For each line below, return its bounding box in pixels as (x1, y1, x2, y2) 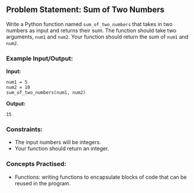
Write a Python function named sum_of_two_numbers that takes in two (6, 20, 173, 27)
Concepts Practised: (6, 160, 67, 168)
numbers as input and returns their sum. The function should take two (6, 27, 176, 34)
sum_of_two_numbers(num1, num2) (6, 90, 86, 96)
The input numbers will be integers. (14, 139, 102, 146)
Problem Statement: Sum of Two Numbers (6, 5, 164, 15)
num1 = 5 (6, 80, 28, 86)
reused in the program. (14, 179, 71, 186)
